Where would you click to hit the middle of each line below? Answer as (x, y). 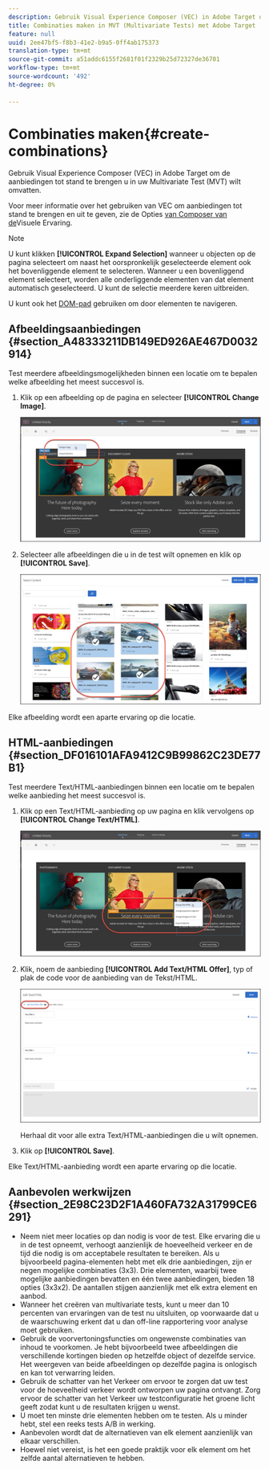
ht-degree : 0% (32, 84)
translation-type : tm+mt (50, 51)
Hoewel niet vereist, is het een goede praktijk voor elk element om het (135, 1450)
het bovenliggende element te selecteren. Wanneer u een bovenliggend (126, 271)
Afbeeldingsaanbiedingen (75, 329)
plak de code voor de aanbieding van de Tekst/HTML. (108, 977)
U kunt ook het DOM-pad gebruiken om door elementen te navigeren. (123, 304)
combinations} (58, 151)
